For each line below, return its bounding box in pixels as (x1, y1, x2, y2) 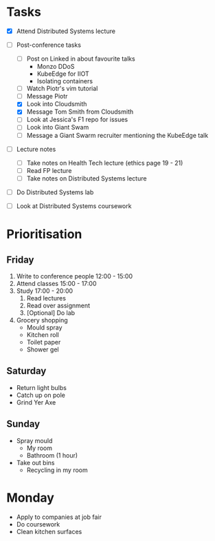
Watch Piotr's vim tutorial (26, 84, 98, 93)
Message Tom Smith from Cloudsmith (26, 108, 134, 116)
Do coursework (16, 520, 60, 528)
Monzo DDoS (36, 63, 75, 71)
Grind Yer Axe (16, 398, 56, 407)
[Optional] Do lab (26, 308, 76, 317)
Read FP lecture (26, 166, 72, 174)
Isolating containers (36, 77, 93, 85)
